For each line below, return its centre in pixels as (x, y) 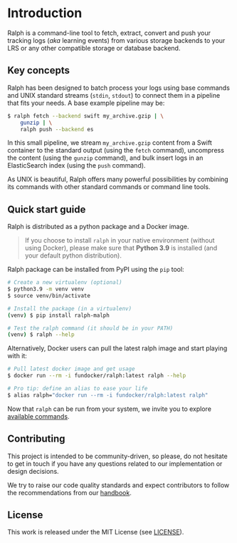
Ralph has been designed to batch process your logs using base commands (118, 88)
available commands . (38, 416)
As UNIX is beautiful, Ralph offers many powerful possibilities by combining (118, 179)
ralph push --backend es (57, 129)
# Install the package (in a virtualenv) (70, 308)
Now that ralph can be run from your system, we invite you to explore (110, 409)
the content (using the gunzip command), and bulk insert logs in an (105, 158)
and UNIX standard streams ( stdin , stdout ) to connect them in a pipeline (114, 95)
